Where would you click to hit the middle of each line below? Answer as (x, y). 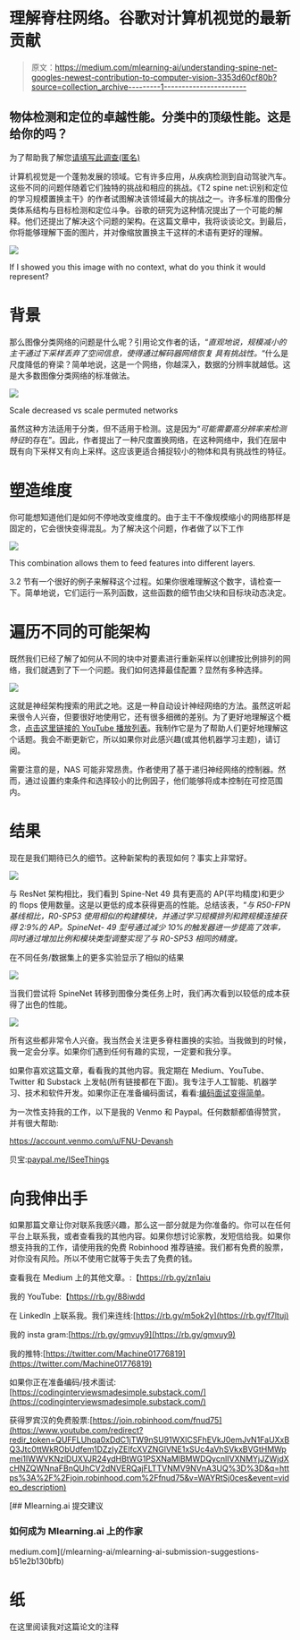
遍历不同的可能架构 (80, 632)
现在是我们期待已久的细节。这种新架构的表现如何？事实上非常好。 (130, 858)
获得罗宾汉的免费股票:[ (51, 1421)
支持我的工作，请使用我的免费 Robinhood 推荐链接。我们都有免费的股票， (152, 1247)
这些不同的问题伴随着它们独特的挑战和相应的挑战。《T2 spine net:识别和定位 (149, 187)
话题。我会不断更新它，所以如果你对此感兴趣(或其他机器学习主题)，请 (145, 739)
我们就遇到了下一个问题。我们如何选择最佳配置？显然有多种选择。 (146, 670)
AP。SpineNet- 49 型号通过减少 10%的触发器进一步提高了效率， (167, 927)
